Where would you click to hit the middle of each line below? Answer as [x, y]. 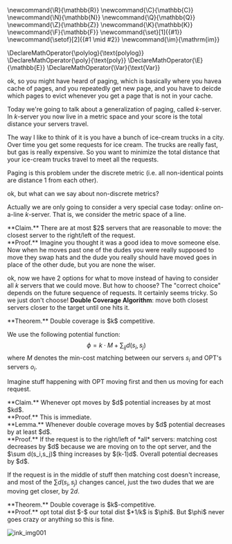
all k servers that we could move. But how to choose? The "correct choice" [114, 286]
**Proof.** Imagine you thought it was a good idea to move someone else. [114, 243]
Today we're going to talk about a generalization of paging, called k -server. [114, 109]
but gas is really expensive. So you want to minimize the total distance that [114, 152]
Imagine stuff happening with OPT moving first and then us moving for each [115, 382]
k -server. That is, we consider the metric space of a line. [106, 214]
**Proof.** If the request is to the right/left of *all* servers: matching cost [112, 439]
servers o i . [22, 368]
